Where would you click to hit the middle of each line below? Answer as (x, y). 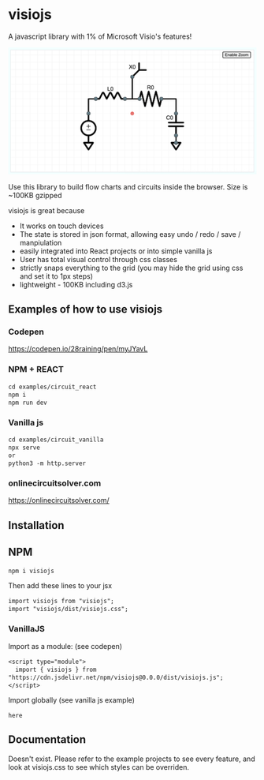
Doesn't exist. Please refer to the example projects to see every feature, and (132, 759)
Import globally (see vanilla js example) (72, 699)
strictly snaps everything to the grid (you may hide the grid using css (131, 268)
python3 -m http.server (47, 463)
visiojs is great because (46, 210)
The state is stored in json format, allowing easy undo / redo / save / (130, 234)
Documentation (47, 740)
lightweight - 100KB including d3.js (76, 284)
